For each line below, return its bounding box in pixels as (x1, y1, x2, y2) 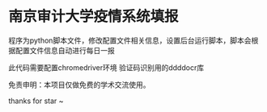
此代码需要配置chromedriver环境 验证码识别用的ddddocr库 (8, 62, 205, 73)
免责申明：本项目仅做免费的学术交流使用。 (8, 80, 150, 89)
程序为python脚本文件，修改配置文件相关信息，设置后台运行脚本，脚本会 (8, 35, 252, 45)
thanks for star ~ (8, 96, 64, 106)
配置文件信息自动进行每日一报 (15, 45, 115, 55)
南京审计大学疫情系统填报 (8, 7, 180, 26)
